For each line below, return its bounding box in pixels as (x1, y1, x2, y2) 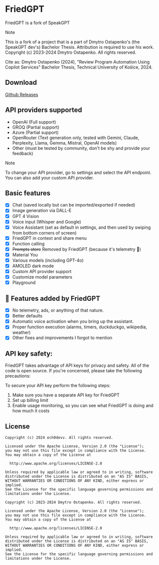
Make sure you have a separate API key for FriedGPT (12, 392, 120, 398)
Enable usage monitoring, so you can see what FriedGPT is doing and (12, 403, 154, 409)
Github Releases (5, 91, 38, 97)
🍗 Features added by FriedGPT (5, 294, 100, 303)
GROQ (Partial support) (12, 124, 60, 130)
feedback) (12, 150, 33, 156)
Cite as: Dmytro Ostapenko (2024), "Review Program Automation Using (5, 59, 150, 65)
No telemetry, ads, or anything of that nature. (12, 307, 104, 314)
